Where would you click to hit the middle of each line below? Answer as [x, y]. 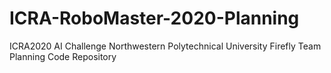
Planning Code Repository [63, 56]
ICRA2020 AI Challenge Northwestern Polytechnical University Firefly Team [165, 46]
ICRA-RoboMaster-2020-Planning [154, 18]
